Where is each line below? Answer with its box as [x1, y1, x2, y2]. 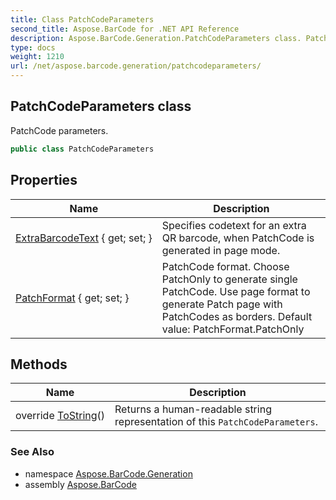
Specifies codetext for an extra [161, 218, 307, 232]
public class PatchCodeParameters [10, 144, 155, 154]
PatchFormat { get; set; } [15, 291, 130, 305]
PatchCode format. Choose [161, 259, 290, 273]
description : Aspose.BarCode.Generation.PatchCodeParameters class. [10, 33, 302, 43]
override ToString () [15, 409, 106, 423]
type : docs [10, 42, 56, 53]
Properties [10, 172, 78, 189]
